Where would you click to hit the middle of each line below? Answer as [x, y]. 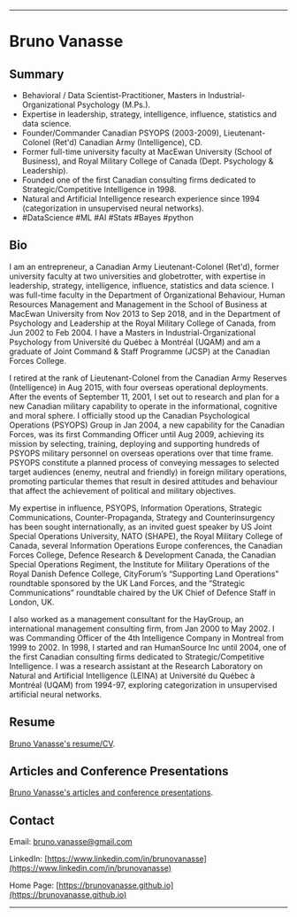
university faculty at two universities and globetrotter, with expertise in [137, 276]
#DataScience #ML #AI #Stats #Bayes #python [108, 217]
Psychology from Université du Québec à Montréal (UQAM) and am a [135, 342]
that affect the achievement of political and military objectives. [122, 490]
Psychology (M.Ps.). [114, 104]
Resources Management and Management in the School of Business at [138, 304]
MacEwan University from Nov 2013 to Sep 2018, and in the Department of [145, 313]
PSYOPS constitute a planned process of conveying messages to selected [145, 462]
